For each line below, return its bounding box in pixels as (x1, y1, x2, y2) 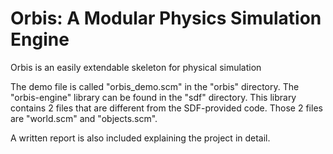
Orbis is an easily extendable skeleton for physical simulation (10, 61, 262, 73)
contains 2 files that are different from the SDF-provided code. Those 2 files (10, 102, 323, 114)
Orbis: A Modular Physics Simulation (10, 7, 322, 30)
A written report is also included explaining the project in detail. (10, 132, 271, 144)
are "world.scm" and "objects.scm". (10, 112, 158, 124)
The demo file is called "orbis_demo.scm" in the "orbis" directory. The (10, 80, 300, 92)
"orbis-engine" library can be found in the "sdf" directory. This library (10, 91, 297, 103)
